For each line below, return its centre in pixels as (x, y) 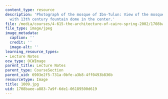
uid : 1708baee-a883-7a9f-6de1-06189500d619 (51, 89)
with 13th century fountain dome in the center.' (62, 19)
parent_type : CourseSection (34, 70)
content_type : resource (30, 10)
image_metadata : (22, 33)
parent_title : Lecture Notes (35, 65)
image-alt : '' (24, 47)
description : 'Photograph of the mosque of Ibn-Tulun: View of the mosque (85, 14)
